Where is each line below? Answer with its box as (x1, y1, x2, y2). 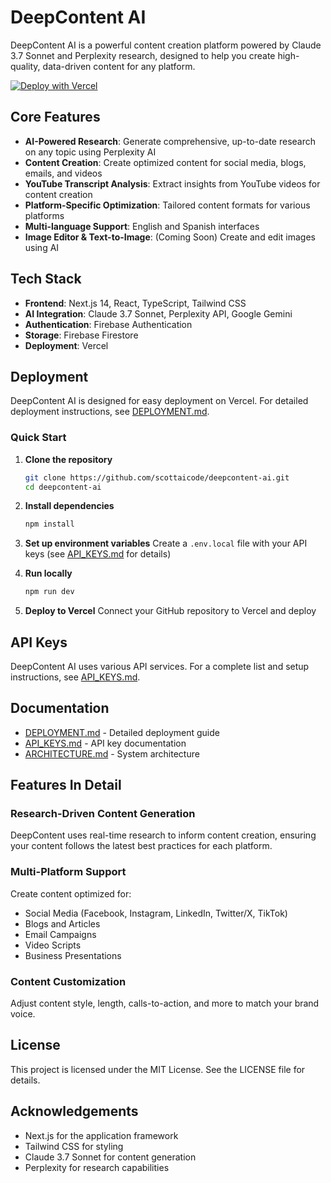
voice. (10, 1008, 36, 1020)
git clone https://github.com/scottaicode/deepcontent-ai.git (24, 472, 290, 483)
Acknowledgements (10, 1103, 139, 1120)
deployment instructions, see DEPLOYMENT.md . (10, 406, 210, 418)
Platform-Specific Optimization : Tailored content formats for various (24, 199, 311, 211)
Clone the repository (24, 453, 113, 465)
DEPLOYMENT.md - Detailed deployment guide (24, 726, 220, 738)
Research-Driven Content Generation (10, 807, 196, 821)
